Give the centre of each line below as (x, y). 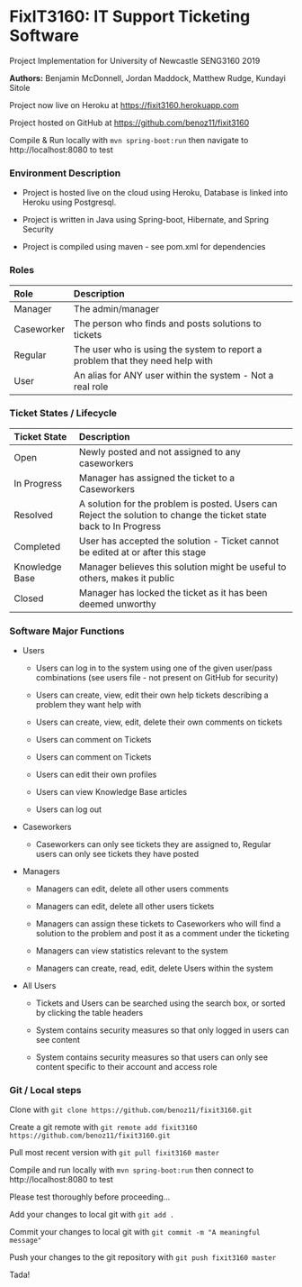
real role (91, 387)
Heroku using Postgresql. (69, 202)
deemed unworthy (118, 604)
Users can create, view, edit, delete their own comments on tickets (159, 722)
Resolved (34, 515)
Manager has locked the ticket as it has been (173, 592)
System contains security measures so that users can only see (151, 1057)
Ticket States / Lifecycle (63, 414)
